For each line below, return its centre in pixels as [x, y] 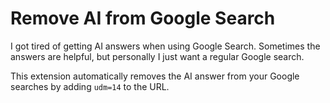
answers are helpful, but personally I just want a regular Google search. [157, 56]
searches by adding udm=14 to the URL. [90, 86]
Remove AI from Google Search [143, 18]
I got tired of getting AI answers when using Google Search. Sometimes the [165, 46]
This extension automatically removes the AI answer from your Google [155, 76]
